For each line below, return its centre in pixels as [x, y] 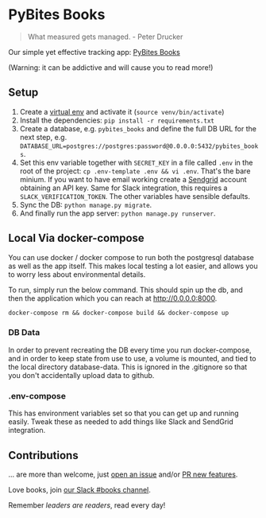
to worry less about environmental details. [77, 274]
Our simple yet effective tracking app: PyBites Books [94, 52]
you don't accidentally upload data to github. [81, 375]
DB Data [24, 333]
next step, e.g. [43, 137]
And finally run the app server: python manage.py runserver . [118, 213]
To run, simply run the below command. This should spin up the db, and [126, 290]
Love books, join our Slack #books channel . [79, 489]
